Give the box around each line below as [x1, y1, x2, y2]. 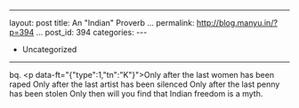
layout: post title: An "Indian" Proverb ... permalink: [9, 18, 195, 27]
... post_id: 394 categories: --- [36, 27, 148, 37]
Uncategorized [21, 44, 77, 54]
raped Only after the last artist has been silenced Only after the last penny [9, 79, 280, 89]
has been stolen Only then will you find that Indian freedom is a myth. [9, 89, 263, 98]
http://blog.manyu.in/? [196, 18, 279, 27]
